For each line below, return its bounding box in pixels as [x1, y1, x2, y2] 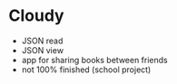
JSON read [21, 35, 64, 46]
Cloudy [8, 5, 64, 26]
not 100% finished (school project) [21, 64, 152, 75]
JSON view [21, 44, 64, 55]
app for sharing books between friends [21, 54, 169, 65]
